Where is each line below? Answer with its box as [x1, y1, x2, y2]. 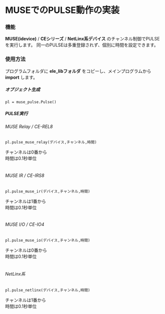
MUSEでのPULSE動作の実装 [5, 4, 120, 16]
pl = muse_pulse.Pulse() [5, 99, 57, 105]
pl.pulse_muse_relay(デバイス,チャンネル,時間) [5, 140, 97, 145]
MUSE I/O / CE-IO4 [5, 221, 45, 227]
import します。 [5, 74, 38, 80]
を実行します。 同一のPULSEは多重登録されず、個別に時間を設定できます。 [5, 42, 159, 48]
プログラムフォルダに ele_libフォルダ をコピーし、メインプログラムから [5, 68, 152, 74]
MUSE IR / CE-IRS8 [5, 172, 45, 178]
